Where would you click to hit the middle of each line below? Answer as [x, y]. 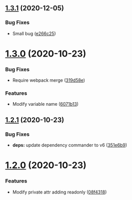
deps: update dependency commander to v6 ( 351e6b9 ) [70, 145]
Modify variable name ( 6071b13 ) [45, 104]
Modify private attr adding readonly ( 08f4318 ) [59, 192]
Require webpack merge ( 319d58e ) [49, 80]
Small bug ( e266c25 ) [34, 33]
